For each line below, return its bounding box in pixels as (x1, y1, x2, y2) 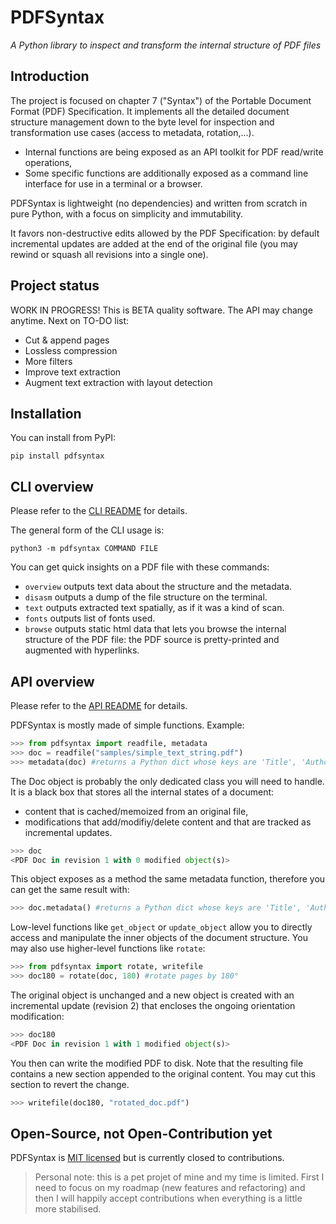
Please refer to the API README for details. (10, 700, 188, 711)
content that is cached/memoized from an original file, (24, 805, 249, 817)
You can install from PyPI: (10, 432, 116, 444)
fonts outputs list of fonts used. (24, 612, 156, 625)
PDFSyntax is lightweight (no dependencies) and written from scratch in (10, 197, 308, 209)
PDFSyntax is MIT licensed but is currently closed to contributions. (10, 1152, 285, 1164)
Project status (10, 277, 100, 295)
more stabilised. (34, 1203, 102, 1215)
